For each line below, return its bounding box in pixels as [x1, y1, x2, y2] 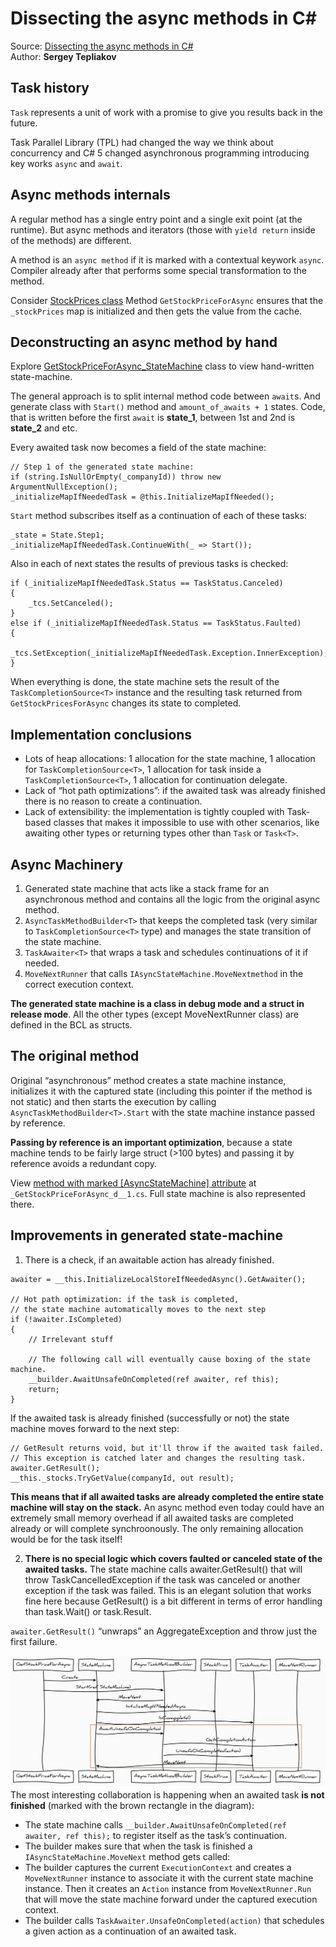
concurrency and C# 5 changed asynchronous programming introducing [10, 147, 310, 159]
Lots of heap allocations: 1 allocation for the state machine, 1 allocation [24, 753, 316, 765]
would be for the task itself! [10, 1533, 123, 1545]
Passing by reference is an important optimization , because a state [10, 1136, 293, 1148]
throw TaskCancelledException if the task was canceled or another [24, 1573, 301, 1586]
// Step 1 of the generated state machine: [10, 462, 195, 472]
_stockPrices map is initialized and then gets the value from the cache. [10, 305, 303, 317]
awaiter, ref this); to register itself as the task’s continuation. [24, 1829, 288, 1841]
